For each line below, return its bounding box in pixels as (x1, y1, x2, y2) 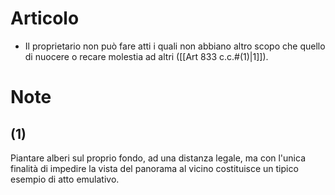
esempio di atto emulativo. (10, 173, 120, 185)
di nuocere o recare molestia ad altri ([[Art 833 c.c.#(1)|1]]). (24, 50, 269, 62)
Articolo (10, 7, 80, 30)
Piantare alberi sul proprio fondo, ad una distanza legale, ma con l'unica (10, 152, 307, 164)
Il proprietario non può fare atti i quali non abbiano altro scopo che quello (24, 40, 326, 52)
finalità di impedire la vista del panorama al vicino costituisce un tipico (10, 162, 299, 174)
